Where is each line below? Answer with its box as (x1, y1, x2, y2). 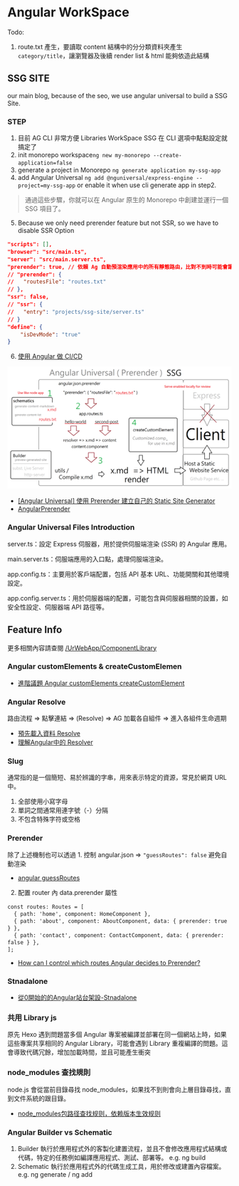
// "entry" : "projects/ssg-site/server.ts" (7, 308, 144, 315)
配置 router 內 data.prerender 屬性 (17, 888, 118, 896)
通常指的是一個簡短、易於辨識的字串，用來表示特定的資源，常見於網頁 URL (7, 773, 228, 782)
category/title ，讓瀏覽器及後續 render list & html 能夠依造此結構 (17, 51, 210, 60)
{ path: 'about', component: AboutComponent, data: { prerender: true (14, 917, 228, 925)
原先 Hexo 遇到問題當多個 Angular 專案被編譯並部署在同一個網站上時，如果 (7, 1030, 228, 1039)
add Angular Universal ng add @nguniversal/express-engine (17, 174, 193, 182)
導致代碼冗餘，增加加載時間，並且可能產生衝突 (13, 1048, 151, 1057)
